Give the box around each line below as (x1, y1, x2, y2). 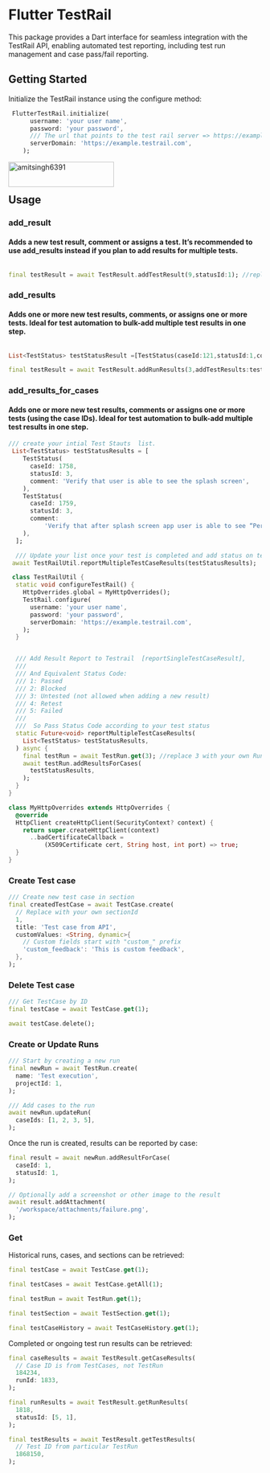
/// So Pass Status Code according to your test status (15, 722, 211, 730)
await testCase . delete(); (8, 1019, 95, 1028)
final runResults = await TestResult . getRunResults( (8, 1398, 189, 1407)
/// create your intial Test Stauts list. (8, 440, 157, 448)
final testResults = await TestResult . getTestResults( (8, 1435, 196, 1443)
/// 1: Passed (15, 677, 63, 685)
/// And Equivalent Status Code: (15, 669, 128, 678)
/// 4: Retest (15, 699, 63, 708)
